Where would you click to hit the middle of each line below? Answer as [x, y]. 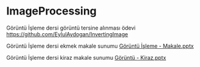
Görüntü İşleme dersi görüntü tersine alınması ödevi [71, 28]
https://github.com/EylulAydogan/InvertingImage [67, 34]
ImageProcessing [52, 11]
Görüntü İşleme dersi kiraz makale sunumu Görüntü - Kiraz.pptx [86, 57]
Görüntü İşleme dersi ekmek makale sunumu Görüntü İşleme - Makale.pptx [100, 46]
